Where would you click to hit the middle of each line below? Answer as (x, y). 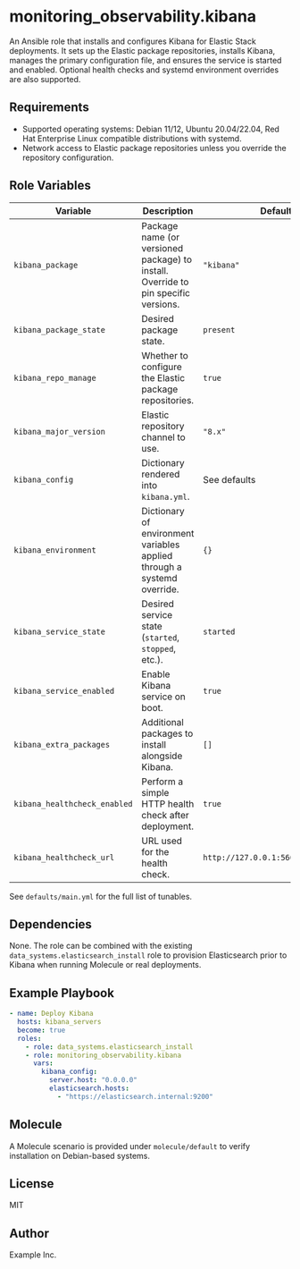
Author (29, 1233)
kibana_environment (55, 550)
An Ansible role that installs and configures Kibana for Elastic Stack (133, 41)
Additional (163, 722)
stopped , (159, 648)
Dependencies (50, 924)
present (219, 330)
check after (165, 815)
